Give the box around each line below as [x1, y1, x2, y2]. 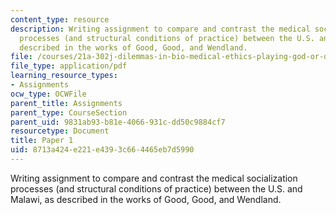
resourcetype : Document [10, 126, 110, 136]
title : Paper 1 [10, 136, 74, 146]
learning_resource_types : [10, 71, 118, 81]
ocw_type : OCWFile [10, 89, 87, 99]
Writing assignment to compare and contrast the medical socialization [10, 172, 298, 184]
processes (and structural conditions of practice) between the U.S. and [10, 182, 303, 195]
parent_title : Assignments [10, 98, 123, 108]
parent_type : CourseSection [10, 107, 128, 118]
